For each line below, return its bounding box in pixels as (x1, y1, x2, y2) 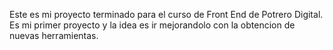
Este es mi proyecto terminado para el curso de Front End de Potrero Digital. (9, 9, 324, 20)
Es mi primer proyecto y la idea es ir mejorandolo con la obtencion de (9, 19, 296, 31)
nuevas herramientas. (9, 30, 99, 41)
